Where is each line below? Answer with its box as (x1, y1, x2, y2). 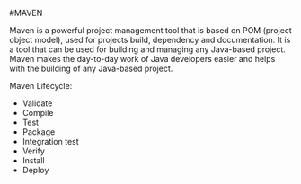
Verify (22, 145, 45, 156)
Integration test (22, 136, 79, 146)
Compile (22, 108, 54, 118)
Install (22, 155, 45, 165)
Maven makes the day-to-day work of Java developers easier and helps (9, 54, 276, 64)
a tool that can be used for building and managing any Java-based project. (9, 44, 286, 55)
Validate (22, 98, 53, 109)
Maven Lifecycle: (9, 81, 73, 91)
